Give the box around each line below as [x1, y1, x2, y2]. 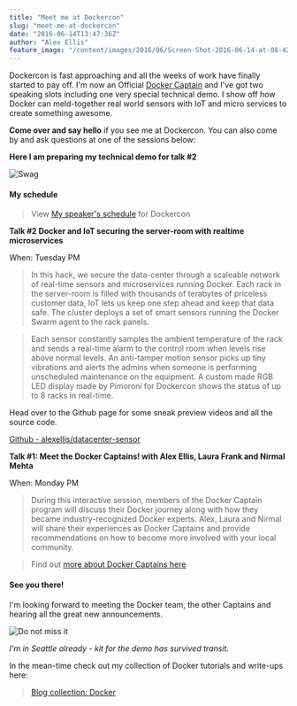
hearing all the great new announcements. [9, 609, 164, 619]
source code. [9, 417, 57, 428]
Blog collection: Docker [30, 687, 117, 697]
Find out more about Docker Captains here [30, 559, 187, 570]
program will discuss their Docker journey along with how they [30, 504, 259, 515]
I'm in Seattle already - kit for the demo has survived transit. [9, 643, 230, 654]
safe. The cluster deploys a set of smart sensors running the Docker [30, 307, 279, 318]
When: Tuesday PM [9, 252, 80, 263]
